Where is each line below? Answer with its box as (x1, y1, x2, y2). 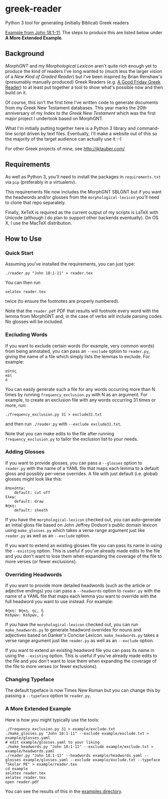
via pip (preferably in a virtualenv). (5, 179, 77, 185)
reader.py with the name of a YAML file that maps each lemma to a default (5, 465, 159, 471)
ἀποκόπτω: (5, 486, 26, 491)
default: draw (14, 499, 44, 504)
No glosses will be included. (5, 318, 64, 325)
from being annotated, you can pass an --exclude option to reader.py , (5, 348, 150, 354)
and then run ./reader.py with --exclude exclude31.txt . (5, 421, 122, 427)
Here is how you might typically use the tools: (5, 716, 99, 723)
